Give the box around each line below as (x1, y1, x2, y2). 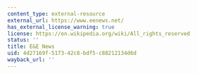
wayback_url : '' (7, 56, 55, 63)
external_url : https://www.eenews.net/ (7, 17, 125, 24)
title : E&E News (7, 43, 55, 50)
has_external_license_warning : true (7, 23, 115, 30)
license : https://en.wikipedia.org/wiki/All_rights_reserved (7, 30, 191, 37)
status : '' (7, 37, 39, 44)
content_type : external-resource (7, 10, 106, 18)
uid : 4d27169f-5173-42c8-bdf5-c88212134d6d (7, 50, 137, 57)
